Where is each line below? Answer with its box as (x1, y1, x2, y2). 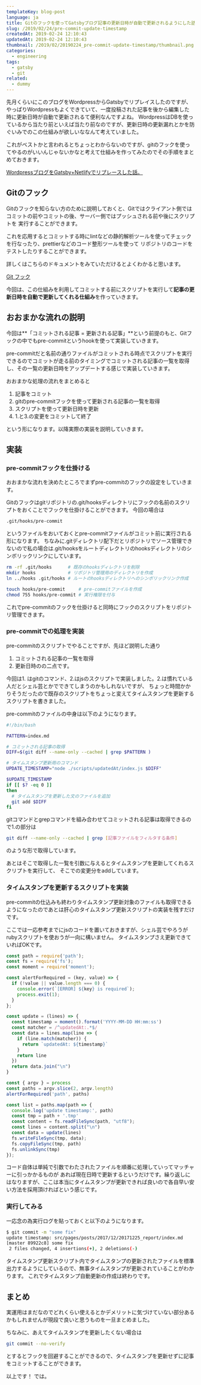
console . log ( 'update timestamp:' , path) (11, 1107, 114, 1114)
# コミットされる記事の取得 (6, 744, 66, 750)
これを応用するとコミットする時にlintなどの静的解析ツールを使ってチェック (6, 232, 191, 240)
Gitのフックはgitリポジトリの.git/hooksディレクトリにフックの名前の (6, 499, 175, 506)
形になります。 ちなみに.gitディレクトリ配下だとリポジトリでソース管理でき (6, 537, 193, 545)
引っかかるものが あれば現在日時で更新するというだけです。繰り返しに (16, 1171, 191, 1178)
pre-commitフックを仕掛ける (6, 463, 91, 472)
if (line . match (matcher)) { (17, 1035, 87, 1042)
